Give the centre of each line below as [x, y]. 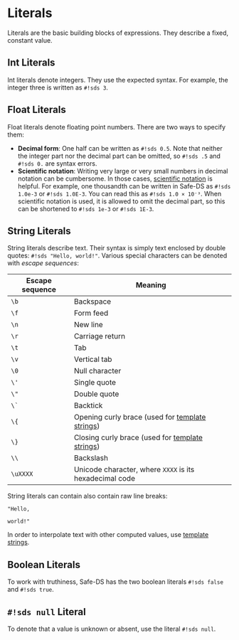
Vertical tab [93, 359]
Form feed [91, 313]
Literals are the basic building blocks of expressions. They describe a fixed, [118, 33]
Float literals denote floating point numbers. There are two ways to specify [117, 127]
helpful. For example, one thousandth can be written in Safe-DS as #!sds [124, 186]
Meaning [151, 285]
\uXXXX [22, 474]
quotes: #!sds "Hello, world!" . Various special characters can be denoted [117, 256]
